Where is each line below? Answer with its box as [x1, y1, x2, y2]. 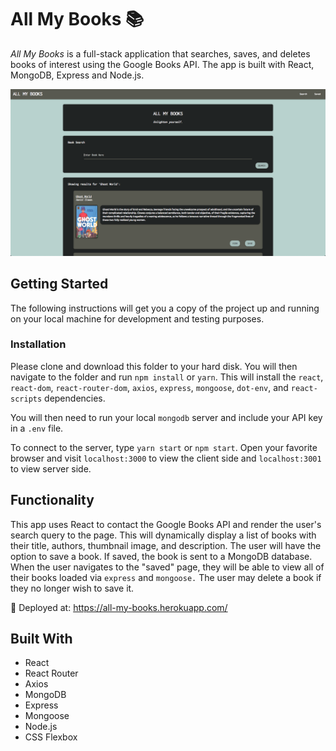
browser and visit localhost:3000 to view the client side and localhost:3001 [10, 452, 322, 464]
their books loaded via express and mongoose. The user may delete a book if [10, 571, 322, 583]
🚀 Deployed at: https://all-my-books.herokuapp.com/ [10, 601, 228, 613]
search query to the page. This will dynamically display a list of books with [10, 529, 317, 541]
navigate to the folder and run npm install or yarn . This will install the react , [10, 371, 324, 383]
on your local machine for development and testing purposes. [10, 312, 265, 325]
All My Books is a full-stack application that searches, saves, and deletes [10, 47, 311, 60]
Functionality [10, 492, 95, 509]
